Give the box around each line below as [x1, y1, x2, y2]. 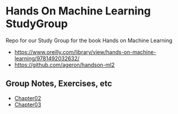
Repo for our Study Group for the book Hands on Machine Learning [5, 37, 173, 44]
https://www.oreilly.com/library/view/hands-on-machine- [14, 48, 156, 55]
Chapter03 [14, 101, 41, 108]
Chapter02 [14, 94, 41, 101]
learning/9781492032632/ [14, 55, 80, 62]
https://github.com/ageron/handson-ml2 [14, 61, 115, 68]
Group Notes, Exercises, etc [5, 79, 112, 89]
